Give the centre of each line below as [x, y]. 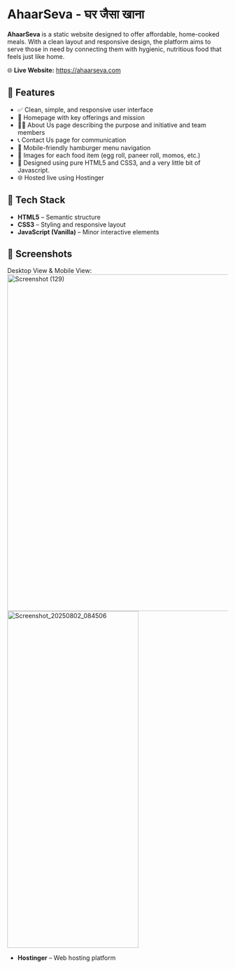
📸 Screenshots [40, 254]
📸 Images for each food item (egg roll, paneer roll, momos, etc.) [109, 155]
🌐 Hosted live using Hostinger [61, 178]
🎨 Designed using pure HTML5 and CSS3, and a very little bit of [109, 162]
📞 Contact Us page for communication [72, 140]
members [31, 132]
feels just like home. [36, 56]
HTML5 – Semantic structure [59, 217]
